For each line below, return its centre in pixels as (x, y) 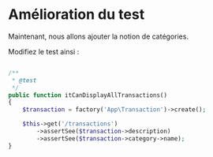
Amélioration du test (77, 15)
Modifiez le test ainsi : (44, 51)
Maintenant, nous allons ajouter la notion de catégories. (99, 36)
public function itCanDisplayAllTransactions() (88, 95)
